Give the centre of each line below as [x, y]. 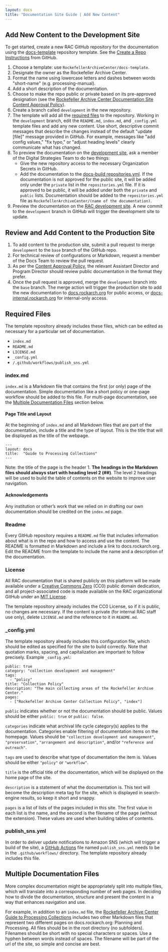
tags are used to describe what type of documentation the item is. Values [81, 757]
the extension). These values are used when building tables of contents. [80, 818]
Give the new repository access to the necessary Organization [84, 163]
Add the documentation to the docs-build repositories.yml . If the [86, 174]
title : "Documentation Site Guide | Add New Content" [63, 15]
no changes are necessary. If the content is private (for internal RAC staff [81, 612]
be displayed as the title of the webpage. [47, 436]
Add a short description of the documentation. [60, 89]
